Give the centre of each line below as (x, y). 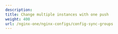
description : (19, 10)
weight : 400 (18, 19)
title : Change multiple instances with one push (57, 14)
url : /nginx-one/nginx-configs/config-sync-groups (59, 24)
